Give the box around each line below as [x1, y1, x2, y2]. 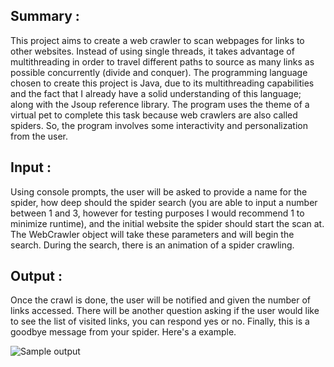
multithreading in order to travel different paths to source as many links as [10, 55, 315, 68]
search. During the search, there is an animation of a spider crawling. [10, 239, 295, 251]
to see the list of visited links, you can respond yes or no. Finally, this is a [10, 315, 310, 328]
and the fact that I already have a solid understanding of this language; [10, 87, 302, 99]
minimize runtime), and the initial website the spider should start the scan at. [10, 217, 325, 229]
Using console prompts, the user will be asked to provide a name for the [10, 185, 308, 198]
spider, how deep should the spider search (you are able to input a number [10, 196, 318, 208]
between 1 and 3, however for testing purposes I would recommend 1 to [10, 207, 305, 219]
